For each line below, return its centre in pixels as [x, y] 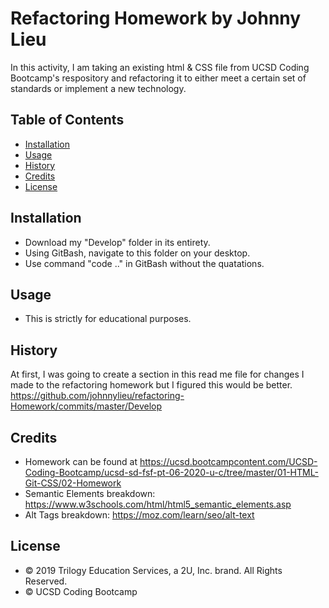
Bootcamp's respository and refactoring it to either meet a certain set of [158, 78]
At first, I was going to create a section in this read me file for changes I [157, 374]
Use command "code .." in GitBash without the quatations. [144, 263]
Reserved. [46, 581]
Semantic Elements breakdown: [90, 493]
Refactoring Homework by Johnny [156, 18]
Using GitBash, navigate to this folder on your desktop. [137, 253]
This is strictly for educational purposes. [108, 319]
